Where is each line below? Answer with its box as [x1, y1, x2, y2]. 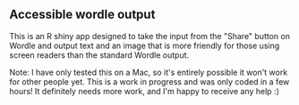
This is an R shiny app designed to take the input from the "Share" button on [9, 30, 291, 41]
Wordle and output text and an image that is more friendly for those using [9, 40, 280, 51]
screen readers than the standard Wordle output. [9, 49, 190, 61]
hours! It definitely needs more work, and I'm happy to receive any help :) [9, 85, 279, 96]
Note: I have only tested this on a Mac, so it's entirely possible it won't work [9, 67, 288, 77]
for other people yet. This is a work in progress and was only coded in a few [9, 76, 290, 87]
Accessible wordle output [9, 7, 156, 22]
